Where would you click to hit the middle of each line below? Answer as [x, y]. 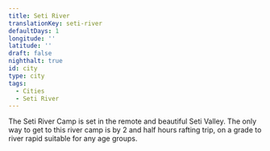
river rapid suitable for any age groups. [73, 139]
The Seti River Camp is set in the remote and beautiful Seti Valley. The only [133, 121]
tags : [17, 83]
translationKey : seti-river [56, 23]
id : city [23, 69]
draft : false [30, 53]
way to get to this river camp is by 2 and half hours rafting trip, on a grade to [135, 130]
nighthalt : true [35, 61]
